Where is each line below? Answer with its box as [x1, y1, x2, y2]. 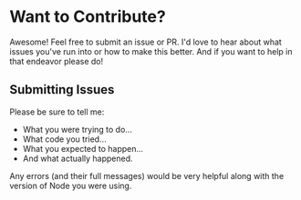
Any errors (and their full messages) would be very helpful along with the [9, 170, 285, 181]
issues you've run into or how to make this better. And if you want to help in [9, 45, 293, 56]
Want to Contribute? [9, 6, 166, 27]
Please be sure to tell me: [9, 106, 105, 117]
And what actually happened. [22, 153, 134, 164]
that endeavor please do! [9, 55, 104, 66]
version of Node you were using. [9, 180, 132, 191]
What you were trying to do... [22, 124, 132, 135]
